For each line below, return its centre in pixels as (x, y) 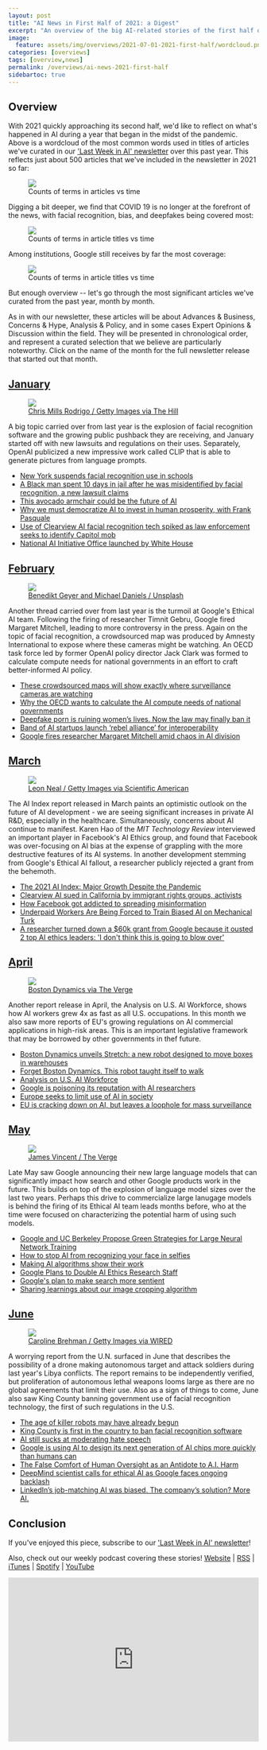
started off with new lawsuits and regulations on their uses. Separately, (124, 444)
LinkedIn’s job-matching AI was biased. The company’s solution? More (135, 1490)
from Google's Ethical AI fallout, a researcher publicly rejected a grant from (131, 863)
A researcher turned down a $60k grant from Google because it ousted (136, 929)
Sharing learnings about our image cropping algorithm (108, 1289)
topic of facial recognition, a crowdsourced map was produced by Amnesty (132, 636)
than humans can (48, 1457)
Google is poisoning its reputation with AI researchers (108, 1088)
